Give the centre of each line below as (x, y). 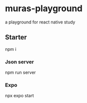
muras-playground (44, 9)
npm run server (20, 72)
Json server (19, 62)
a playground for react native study (40, 22)
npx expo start (19, 96)
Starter (16, 37)
